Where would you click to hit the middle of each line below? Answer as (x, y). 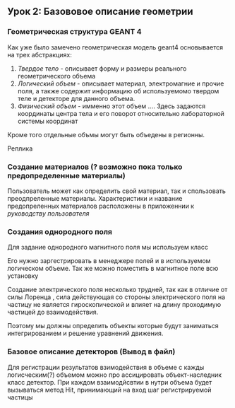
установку (23, 276)
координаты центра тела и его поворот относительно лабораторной (121, 113)
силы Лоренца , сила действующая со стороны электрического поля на (116, 297)
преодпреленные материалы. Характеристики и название (95, 198)
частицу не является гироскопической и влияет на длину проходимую (114, 305)
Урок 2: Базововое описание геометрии (100, 12)
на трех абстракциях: (40, 54)
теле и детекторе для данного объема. (76, 98)
